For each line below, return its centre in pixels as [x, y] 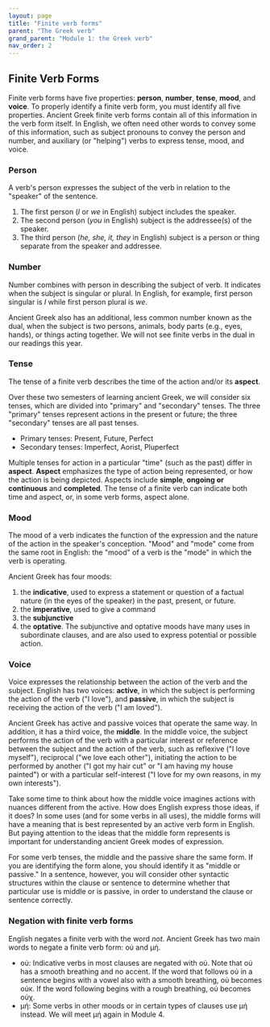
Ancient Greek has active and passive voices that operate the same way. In [133, 723]
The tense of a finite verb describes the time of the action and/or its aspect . [134, 381]
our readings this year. [46, 343]
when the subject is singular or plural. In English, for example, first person [131, 293]
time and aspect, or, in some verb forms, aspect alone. [99, 497]
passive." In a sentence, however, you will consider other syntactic [119, 875]
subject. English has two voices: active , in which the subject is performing [132, 691]
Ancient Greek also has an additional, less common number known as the [130, 317]
